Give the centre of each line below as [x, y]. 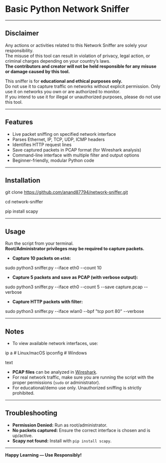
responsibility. [19, 50]
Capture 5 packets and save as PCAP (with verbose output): [75, 277]
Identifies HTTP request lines [42, 145]
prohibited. [23, 393]
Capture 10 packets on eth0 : [41, 258]
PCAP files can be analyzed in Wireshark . [55, 372]
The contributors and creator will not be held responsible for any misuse [81, 66]
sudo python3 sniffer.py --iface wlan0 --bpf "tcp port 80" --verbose [75, 311]
